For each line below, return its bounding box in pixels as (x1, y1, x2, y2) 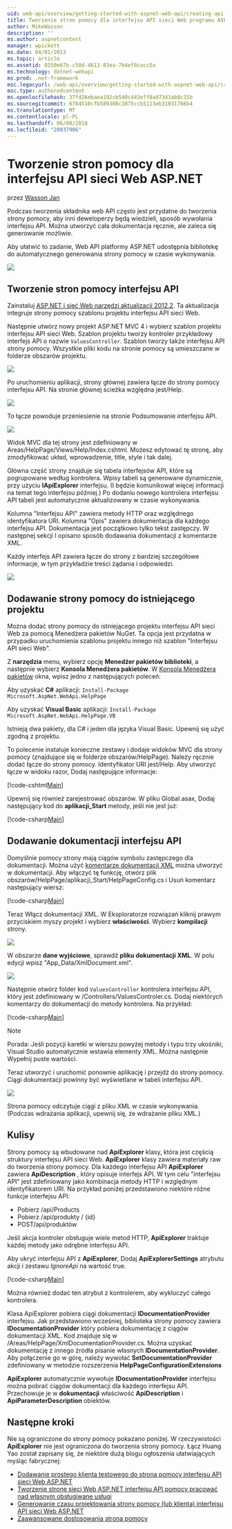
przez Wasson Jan (7, 193, 60, 202)
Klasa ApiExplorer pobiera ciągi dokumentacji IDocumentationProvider (7, 1309, 211, 1318)
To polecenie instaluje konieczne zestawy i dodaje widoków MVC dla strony (7, 745, 222, 753)
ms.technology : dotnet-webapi (7, 68, 95, 75)
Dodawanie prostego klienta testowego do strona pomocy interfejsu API (17, 1470, 222, 1478)
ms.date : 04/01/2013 (7, 49, 67, 56)
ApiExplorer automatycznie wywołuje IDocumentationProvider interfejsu (7, 1374, 216, 1383)
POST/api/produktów (17, 1220, 77, 1228)
